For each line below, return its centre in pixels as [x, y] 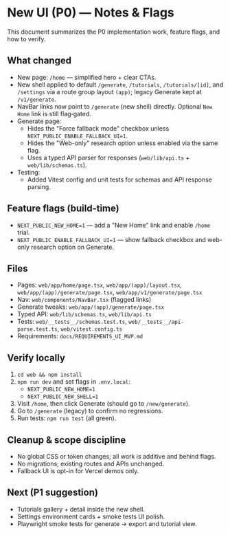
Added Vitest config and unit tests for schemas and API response [120, 179]
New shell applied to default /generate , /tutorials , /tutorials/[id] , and [120, 85]
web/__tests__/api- [156, 322]
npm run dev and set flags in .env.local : [73, 382]
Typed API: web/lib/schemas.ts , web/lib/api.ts [84, 314]
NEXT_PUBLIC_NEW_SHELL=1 [63, 397]
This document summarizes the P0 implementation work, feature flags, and [114, 32]
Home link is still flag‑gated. [54, 113]
